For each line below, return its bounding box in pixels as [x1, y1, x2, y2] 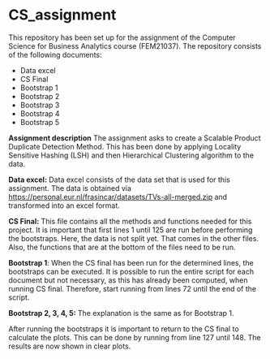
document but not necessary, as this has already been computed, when [8, 275, 249, 285]
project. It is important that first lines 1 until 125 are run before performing [8, 225, 253, 235]
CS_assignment [8, 6, 117, 24]
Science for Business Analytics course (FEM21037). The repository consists [8, 41, 262, 50]
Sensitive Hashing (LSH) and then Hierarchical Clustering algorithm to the [8, 150, 254, 160]
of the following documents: [8, 50, 103, 59]
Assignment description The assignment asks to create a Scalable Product [8, 132, 261, 143]
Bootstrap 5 [19, 117, 60, 127]
